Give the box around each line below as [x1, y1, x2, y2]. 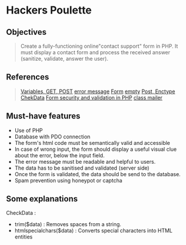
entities [14, 233, 33, 240]
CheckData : [6, 210, 36, 217]
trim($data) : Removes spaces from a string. [14, 221, 121, 228]
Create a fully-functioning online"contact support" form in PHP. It [20, 42, 178, 49]
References [6, 72, 49, 82]
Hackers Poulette [6, 4, 92, 17]
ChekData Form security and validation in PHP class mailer [20, 94, 163, 101]
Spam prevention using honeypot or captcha [14, 177, 123, 184]
